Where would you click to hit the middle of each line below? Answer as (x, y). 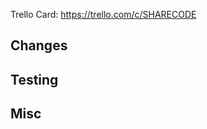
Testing (34, 79)
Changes (39, 45)
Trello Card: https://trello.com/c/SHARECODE (103, 14)
